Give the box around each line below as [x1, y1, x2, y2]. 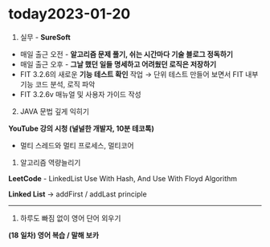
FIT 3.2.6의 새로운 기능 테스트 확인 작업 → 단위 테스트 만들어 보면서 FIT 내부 [19, 69, 259, 79]
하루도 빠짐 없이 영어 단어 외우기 [19, 213, 121, 223]
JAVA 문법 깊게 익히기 [19, 106, 90, 116]
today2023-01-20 [8, 5, 131, 23]
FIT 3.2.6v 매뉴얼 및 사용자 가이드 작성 [19, 89, 142, 99]
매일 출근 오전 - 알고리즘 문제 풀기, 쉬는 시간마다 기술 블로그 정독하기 [19, 49, 233, 59]
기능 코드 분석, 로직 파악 [19, 79, 96, 89]
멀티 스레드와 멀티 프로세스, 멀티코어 [19, 140, 134, 150]
